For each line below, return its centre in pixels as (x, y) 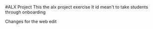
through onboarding (25, 12)
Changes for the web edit (31, 22)
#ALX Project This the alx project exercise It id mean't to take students (77, 7)
